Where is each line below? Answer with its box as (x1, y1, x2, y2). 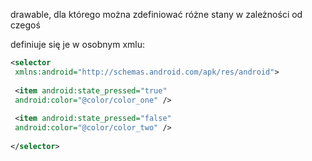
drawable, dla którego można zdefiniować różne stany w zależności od (10, 9, 303, 20)
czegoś (10, 19, 41, 31)
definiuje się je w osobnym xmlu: (10, 39, 145, 50)
